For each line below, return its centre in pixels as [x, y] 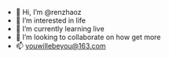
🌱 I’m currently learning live [60, 29]
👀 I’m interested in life [51, 20]
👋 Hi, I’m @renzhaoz [48, 12]
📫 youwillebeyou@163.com [61, 46]
